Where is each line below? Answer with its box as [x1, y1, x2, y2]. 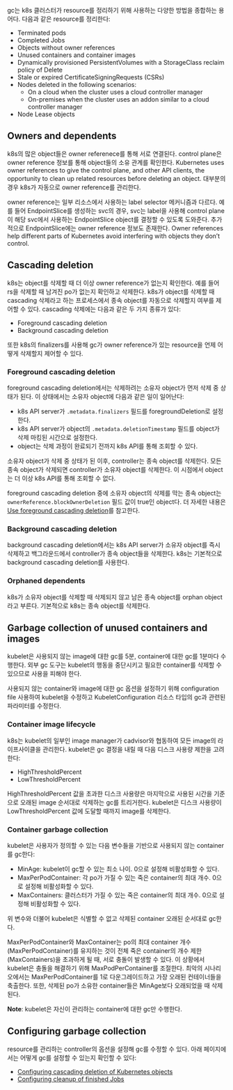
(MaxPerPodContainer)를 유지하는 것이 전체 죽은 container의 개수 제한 [7, 946, 202, 955]
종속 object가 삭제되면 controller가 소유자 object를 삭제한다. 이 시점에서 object [7, 465, 224, 473]
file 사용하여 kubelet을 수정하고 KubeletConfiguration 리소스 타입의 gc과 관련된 [7, 693, 226, 702]
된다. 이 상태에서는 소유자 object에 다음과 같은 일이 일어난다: [19, 392, 184, 400]
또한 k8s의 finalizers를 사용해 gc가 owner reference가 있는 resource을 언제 [7, 340, 216, 349]
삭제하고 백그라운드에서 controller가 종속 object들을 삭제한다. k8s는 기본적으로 [7, 549, 223, 558]
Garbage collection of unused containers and [7, 622, 208, 633]
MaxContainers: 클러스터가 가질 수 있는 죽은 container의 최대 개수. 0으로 [17, 890, 218, 899]
